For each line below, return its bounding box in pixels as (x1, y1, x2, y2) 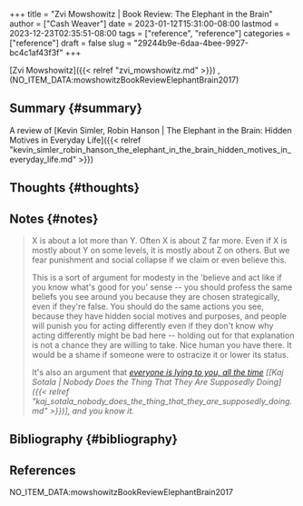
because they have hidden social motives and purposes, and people (31, 311, 288, 322)
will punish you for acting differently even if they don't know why (31, 321, 274, 332)
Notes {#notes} (9, 211, 99, 226)
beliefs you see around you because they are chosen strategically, (31, 292, 280, 303)
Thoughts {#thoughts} (9, 180, 141, 195)
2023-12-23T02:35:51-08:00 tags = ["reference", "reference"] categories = (9, 28, 291, 38)
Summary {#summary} (9, 101, 143, 116)
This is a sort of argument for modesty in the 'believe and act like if (31, 273, 283, 283)
